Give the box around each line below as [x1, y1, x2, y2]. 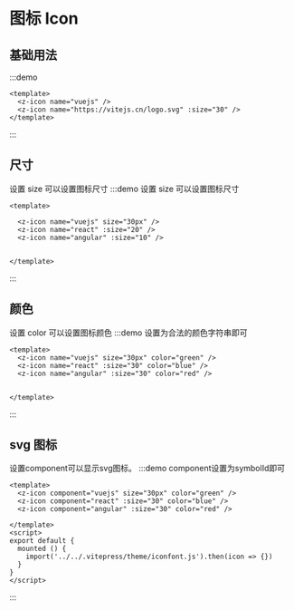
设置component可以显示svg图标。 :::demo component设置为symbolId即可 [9, 463, 285, 474]
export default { [9, 537, 75, 546]
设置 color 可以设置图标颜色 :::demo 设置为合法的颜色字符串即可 [9, 327, 248, 338]
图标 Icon [9, 8, 79, 29]
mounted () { [17, 545, 67, 554]
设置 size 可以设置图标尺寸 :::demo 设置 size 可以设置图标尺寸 [9, 183, 240, 194]
